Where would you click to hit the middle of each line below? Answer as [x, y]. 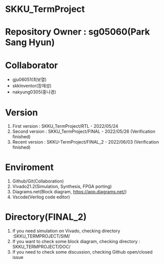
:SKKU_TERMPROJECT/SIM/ [41, 236]
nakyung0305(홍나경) [34, 92]
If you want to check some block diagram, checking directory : [76, 242]
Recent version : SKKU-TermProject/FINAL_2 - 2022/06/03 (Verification [86, 142]
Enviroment [29, 167]
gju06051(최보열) [29, 80]
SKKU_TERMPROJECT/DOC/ [41, 247]
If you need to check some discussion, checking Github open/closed [82, 252]
